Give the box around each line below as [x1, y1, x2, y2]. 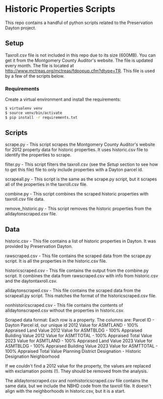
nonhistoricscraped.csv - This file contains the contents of [5, 302, 123, 308]
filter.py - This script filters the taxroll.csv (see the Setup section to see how [5, 161, 158, 167]
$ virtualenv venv [5, 106, 43, 111]
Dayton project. [5, 25, 37, 30]
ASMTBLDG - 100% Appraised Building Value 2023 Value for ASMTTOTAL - [5, 343, 158, 349]
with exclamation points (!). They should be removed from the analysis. [5, 368, 148, 374]
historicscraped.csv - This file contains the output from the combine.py [5, 267, 149, 273]
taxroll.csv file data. [5, 196, 45, 202]
